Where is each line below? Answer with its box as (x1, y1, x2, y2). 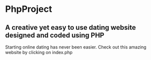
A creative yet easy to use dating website (5, 23, 136, 32)
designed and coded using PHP (5, 31, 105, 39)
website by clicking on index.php (5, 50, 73, 55)
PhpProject (5, 3, 52, 15)
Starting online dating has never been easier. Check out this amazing (5, 44, 147, 50)
